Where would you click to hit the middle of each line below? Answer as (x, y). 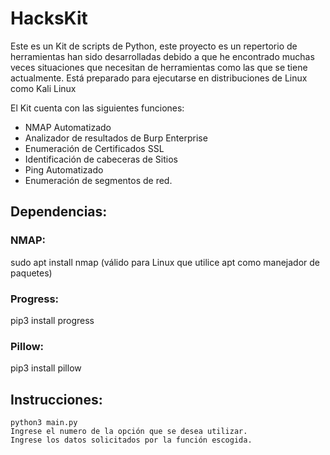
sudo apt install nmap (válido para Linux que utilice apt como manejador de (165, 262)
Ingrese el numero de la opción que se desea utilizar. (129, 432)
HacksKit (49, 18)
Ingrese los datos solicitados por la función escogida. (131, 440)
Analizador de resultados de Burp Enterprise (116, 138)
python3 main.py (44, 423)
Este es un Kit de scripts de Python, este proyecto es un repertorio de (154, 46)
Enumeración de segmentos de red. (98, 180)
